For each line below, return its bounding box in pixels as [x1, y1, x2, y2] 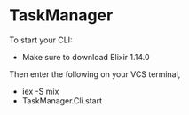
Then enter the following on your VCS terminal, [9, 68, 181, 80]
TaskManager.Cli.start [21, 95, 102, 106]
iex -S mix [21, 86, 59, 96]
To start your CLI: [9, 34, 73, 45]
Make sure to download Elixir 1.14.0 [21, 51, 150, 62]
